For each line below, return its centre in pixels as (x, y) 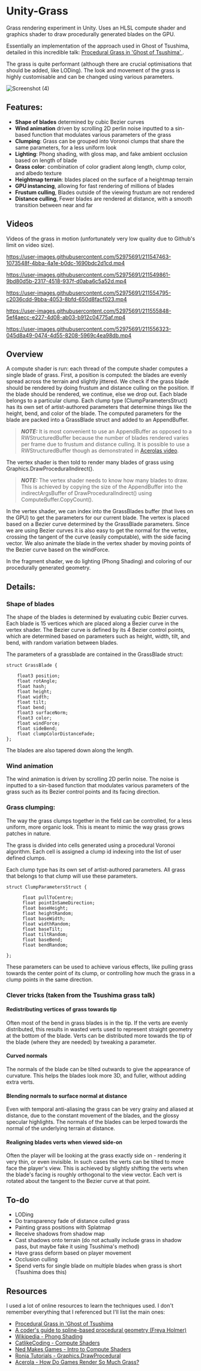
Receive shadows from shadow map (60, 1234)
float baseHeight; (45, 908)
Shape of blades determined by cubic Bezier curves (79, 122)
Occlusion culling (36, 1260)
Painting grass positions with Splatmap (63, 1228)
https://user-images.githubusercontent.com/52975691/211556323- (89, 329)
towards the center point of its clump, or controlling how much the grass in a (101, 973)
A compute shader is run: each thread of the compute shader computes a (97, 369)
